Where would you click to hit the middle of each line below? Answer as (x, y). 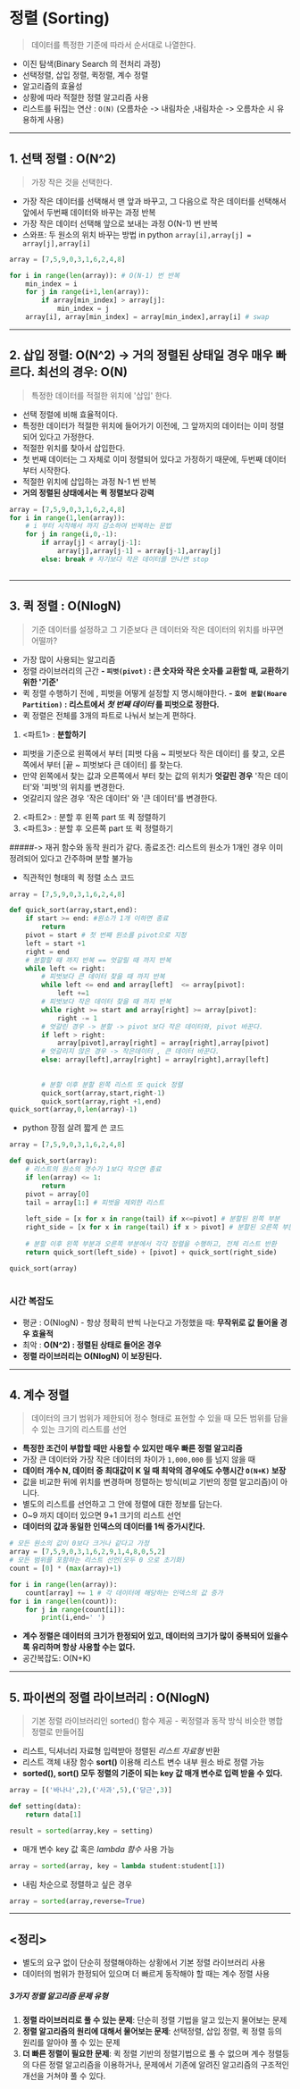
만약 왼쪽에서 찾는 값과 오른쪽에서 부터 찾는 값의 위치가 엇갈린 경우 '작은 (147, 776)
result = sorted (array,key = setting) (81, 1831)
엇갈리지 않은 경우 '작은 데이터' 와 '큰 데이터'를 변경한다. (120, 798)
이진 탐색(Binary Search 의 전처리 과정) (91, 63)
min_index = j (83, 309)
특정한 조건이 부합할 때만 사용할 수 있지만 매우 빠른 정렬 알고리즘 (132, 1448)
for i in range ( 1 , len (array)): (67, 518)
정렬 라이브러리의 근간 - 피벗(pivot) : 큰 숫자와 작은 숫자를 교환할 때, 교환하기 (155, 670)
